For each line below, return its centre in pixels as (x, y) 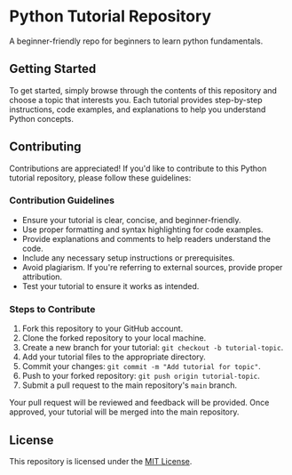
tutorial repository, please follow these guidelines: (100, 177)
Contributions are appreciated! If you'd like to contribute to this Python (138, 168)
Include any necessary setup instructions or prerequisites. (128, 258)
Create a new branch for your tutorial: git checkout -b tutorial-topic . (153, 348)
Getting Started (53, 69)
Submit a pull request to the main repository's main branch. (130, 385)
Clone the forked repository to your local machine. (114, 338)
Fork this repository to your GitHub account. (103, 329)
